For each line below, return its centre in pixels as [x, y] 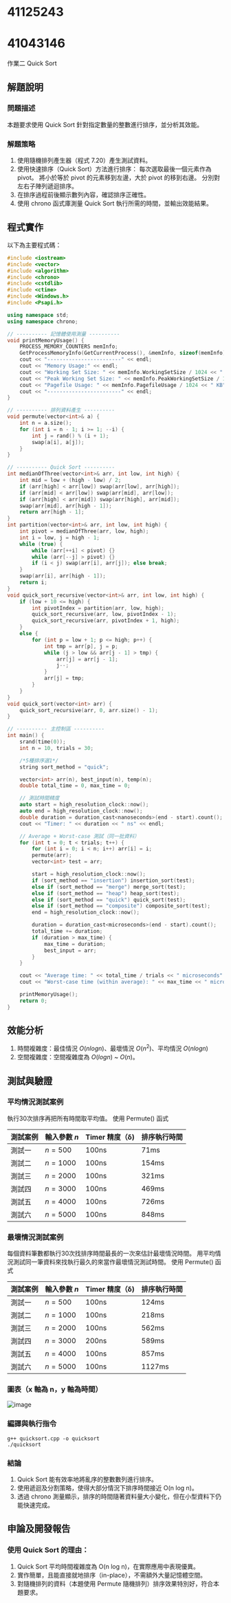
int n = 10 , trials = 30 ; [57, 748]
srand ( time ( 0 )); [43, 742]
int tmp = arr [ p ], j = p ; [81, 646]
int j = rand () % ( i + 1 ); [70, 436]
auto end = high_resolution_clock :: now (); [81, 811]
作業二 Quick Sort [32, 63]
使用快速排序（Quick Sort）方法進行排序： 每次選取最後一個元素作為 [114, 169]
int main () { [26, 736]
